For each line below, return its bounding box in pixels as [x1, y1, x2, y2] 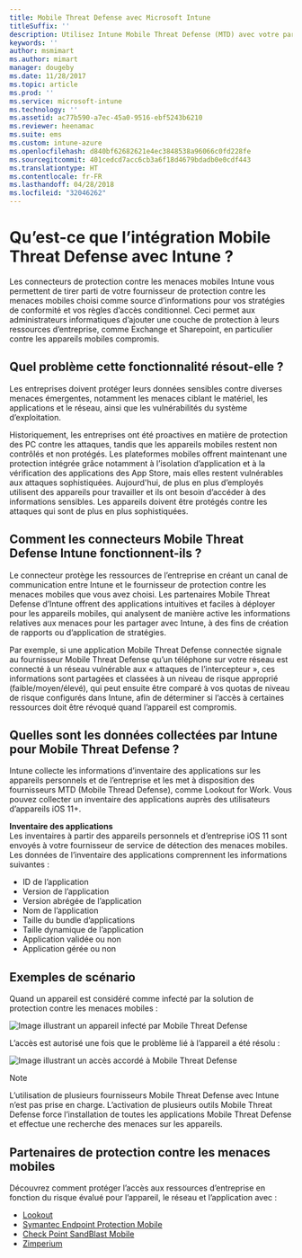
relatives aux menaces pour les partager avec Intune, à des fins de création [9, 617, 289, 628]
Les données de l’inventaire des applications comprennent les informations [9, 850, 288, 861]
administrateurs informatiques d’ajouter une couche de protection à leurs [9, 314, 280, 324]
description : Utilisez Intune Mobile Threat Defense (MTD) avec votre [9, 30, 280, 39]
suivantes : [9, 859, 49, 870]
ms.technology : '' [9, 105, 78, 114]
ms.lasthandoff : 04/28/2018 [9, 181, 115, 190]
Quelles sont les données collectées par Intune [9, 727, 279, 742]
